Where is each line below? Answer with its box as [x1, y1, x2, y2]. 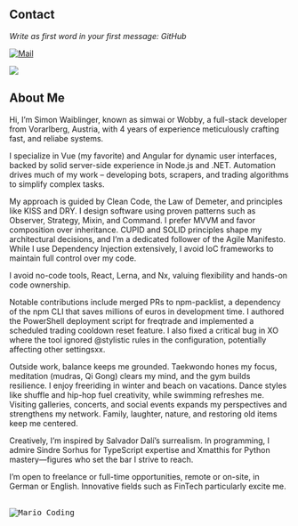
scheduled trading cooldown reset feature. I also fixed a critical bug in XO [9, 325, 278, 336]
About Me [9, 91, 65, 106]
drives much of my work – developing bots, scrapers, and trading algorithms [9, 169, 289, 180]
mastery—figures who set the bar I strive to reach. [9, 454, 194, 465]
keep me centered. [9, 417, 78, 428]
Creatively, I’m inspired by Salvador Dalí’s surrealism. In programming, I [9, 435, 270, 446]
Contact [9, 7, 55, 22]
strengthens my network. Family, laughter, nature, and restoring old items [9, 409, 278, 419]
